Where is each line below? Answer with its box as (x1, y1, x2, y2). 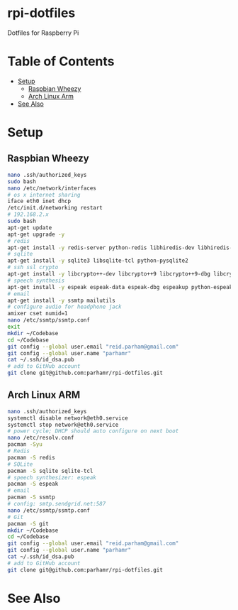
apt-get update (7, 224, 52, 232)
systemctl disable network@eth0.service (7, 414, 129, 422)
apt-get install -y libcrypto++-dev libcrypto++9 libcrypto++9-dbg (7, 271, 211, 278)
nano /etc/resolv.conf (7, 435, 74, 442)
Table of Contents (7, 53, 115, 70)
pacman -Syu (7, 441, 42, 448)
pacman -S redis (7, 454, 55, 461)
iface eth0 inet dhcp (7, 197, 72, 205)
